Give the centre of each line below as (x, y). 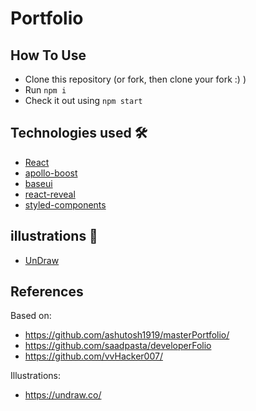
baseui (38, 183)
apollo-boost (51, 173)
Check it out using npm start (83, 100)
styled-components (65, 204)
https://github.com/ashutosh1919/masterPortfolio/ (127, 335)
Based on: (31, 316)
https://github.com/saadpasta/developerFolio (118, 346)
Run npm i (45, 90)
